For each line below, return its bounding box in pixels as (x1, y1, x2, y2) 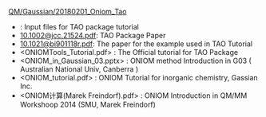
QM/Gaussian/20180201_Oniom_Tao (8, 7, 127, 16)
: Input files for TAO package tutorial (19, 22, 140, 31)
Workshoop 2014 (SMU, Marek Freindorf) (19, 99, 156, 109)
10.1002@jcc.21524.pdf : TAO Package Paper (19, 31, 166, 40)
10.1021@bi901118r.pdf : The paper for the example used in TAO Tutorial (19, 39, 253, 49)
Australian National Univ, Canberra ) (19, 64, 138, 74)
